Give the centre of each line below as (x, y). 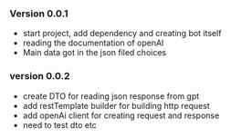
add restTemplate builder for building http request (116, 105)
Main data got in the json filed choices (94, 53)
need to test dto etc (60, 124)
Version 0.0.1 (39, 14)
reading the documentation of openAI (93, 43)
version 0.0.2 (40, 76)
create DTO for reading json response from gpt (111, 96)
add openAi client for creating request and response (121, 115)
